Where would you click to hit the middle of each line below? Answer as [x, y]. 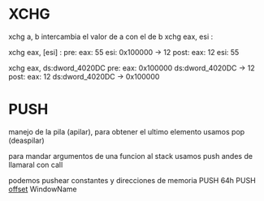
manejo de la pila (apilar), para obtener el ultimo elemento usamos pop [127, 131]
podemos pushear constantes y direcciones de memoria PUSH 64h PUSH [132, 180]
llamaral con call [36, 165]
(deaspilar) [26, 140]
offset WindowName [43, 189]
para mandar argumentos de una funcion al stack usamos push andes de [131, 156]
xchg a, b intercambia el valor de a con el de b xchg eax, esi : [111, 36]
